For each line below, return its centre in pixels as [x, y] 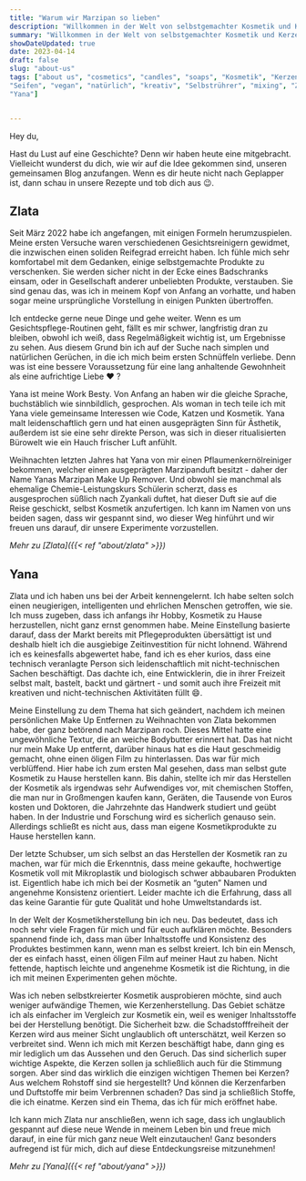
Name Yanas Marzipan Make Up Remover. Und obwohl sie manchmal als [146, 480]
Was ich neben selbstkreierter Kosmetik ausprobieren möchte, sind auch [146, 996]
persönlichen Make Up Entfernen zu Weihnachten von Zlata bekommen [143, 720]
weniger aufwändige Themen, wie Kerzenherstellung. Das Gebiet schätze [148, 1005]
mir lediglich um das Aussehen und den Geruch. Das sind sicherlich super [148, 1054]
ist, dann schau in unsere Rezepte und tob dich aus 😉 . [112, 182]
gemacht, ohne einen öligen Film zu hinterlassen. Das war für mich [135, 759]
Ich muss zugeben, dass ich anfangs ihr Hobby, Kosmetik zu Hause [136, 616]
